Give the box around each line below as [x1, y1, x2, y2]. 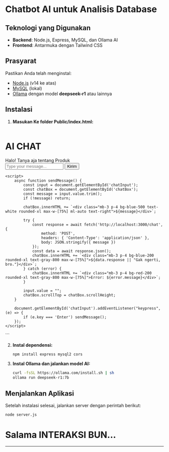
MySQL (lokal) [12, 85, 42, 91]
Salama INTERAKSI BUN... [5, 429, 117, 441]
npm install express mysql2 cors [12, 351, 83, 357]
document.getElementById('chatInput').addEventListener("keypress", [14, 306, 161, 311]
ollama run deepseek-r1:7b [12, 375, 69, 381]
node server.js [5, 412, 37, 417]
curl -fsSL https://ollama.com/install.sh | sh [12, 370, 114, 375]
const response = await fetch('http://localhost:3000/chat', [32, 222, 163, 227]
